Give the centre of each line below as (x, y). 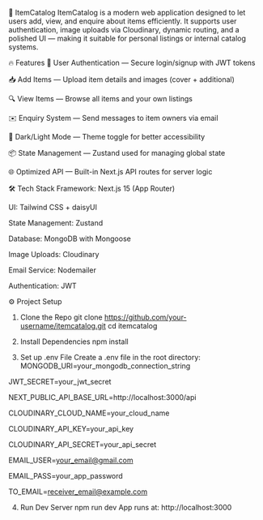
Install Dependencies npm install (74, 342)
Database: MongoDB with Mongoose (70, 239)
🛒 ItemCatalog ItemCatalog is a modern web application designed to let (127, 13)
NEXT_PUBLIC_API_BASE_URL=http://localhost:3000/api (102, 397)
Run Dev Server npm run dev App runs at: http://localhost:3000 (126, 507)
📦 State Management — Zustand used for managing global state (117, 153)
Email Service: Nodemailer (53, 270)
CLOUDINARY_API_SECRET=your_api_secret (83, 445)
